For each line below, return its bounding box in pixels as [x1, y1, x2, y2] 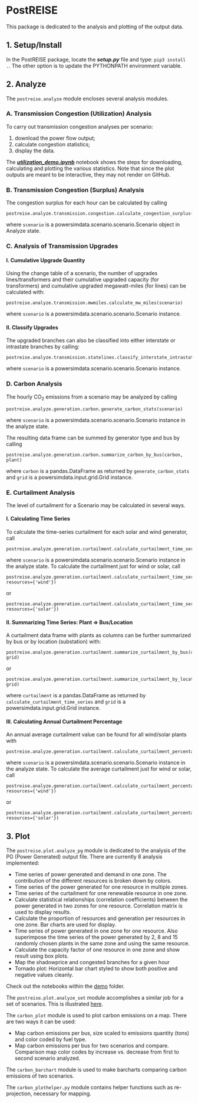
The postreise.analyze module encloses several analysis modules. [6, 95, 169, 102]
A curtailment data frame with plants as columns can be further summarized [6, 632, 192, 639]
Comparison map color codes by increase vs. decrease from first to [14, 1049, 180, 1056]
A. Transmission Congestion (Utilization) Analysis [6, 110, 152, 118]
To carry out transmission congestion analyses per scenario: [6, 123, 153, 130]
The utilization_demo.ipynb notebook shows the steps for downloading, [6, 158, 183, 165]
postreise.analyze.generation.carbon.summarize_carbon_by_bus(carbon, [6, 452, 183, 458]
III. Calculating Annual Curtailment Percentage [6, 718, 123, 725]
